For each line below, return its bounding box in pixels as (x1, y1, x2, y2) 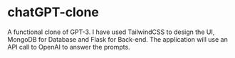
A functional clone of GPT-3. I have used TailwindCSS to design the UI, (7, 28, 215, 36)
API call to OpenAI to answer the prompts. (7, 42, 130, 51)
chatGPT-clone (7, 4, 100, 21)
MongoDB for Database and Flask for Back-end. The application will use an (7, 35, 228, 43)
